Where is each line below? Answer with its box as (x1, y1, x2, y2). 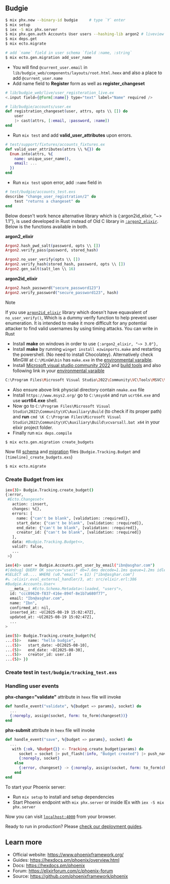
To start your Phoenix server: (5, 784, 66, 790)
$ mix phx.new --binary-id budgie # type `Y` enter (5, 17, 125, 22)
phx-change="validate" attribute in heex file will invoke (5, 694, 121, 700)
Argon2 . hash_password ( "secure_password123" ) (5, 285, 101, 290)
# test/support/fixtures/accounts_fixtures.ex (5, 142, 105, 147)
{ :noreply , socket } (18, 756, 60, 761)
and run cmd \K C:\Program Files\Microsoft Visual (12, 413, 121, 419)
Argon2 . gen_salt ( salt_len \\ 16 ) (5, 267, 76, 272)
